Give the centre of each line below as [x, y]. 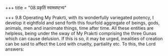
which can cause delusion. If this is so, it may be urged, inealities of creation [84, 39]
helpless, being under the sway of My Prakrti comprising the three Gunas [81, 33]
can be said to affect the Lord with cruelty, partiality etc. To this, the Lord [80, 44]
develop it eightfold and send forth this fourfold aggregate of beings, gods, [82, 23]
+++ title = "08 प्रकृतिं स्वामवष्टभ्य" [36, 8]
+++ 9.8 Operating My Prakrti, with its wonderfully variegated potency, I [79, 18]
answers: [15, 49]
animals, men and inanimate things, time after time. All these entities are [79, 28]
